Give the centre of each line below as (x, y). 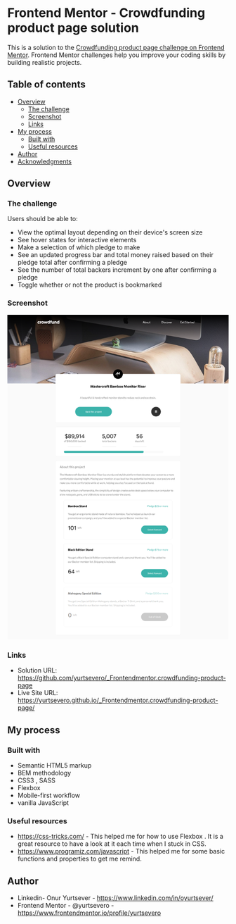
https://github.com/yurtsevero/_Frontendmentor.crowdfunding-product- (122, 678)
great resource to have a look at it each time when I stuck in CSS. (112, 844)
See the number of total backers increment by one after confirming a (117, 270)
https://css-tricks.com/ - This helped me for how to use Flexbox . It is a (120, 837)
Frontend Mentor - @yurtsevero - (66, 906)
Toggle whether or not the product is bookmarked (90, 285)
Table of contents (46, 85)
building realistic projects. (45, 62)
